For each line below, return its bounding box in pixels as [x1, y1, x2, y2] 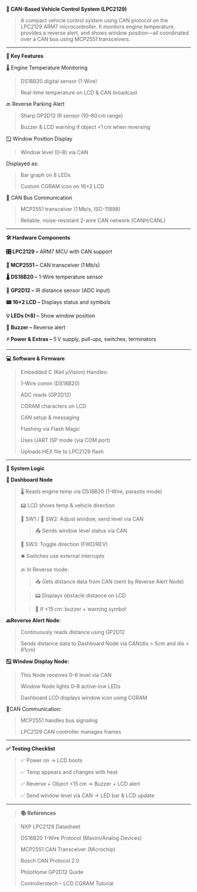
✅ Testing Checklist [6, 745, 56, 752]
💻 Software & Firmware [6, 355, 65, 362]
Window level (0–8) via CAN [20, 149, 89, 155]
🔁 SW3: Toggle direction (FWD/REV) [20, 541, 108, 547]
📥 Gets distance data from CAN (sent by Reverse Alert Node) [35, 578, 184, 585]
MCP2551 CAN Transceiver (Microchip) [20, 846, 116, 853]
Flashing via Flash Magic [20, 425, 80, 432]
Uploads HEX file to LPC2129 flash [20, 448, 104, 455]
